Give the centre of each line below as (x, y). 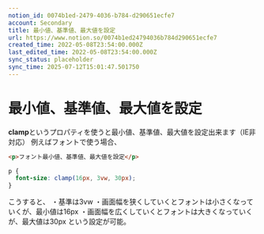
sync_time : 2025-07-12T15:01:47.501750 (74, 67)
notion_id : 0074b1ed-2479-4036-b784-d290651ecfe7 (92, 15)
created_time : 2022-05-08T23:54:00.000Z (76, 45)
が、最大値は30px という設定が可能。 (70, 221)
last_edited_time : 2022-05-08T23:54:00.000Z (83, 52)
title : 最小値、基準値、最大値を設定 (62, 30)
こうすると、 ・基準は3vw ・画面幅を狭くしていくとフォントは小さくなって (131, 202)
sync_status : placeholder (51, 60)
